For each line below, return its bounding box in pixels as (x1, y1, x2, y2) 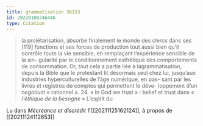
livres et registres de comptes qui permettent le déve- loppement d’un (21, 82, 198, 89)
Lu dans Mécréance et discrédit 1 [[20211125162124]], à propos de (6, 107, 173, 114)
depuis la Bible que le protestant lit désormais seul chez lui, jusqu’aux (21, 69, 196, 77)
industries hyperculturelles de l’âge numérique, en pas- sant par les (21, 75, 191, 83)
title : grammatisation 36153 (6, 9, 80, 15)
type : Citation (6, 20, 45, 26)
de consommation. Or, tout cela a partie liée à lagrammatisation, (21, 63, 182, 70)
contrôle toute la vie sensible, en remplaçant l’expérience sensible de (21, 50, 195, 57)
